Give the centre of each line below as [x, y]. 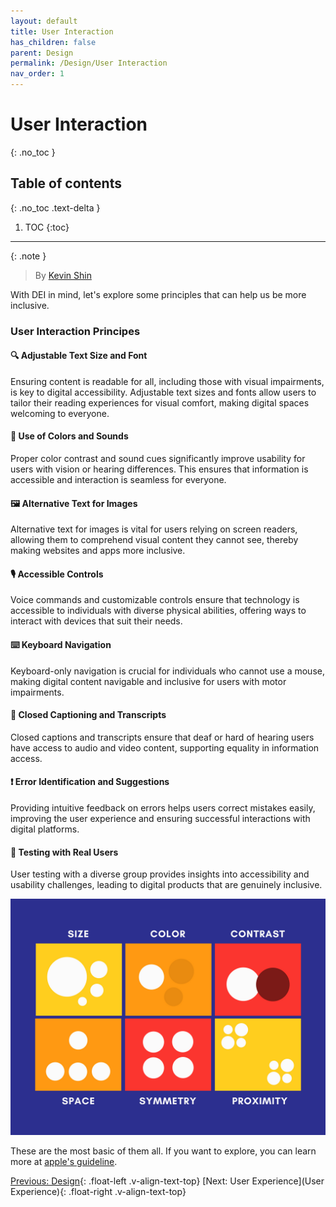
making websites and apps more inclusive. [98, 551]
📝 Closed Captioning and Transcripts [88, 715]
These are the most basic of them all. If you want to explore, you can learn [163, 1151]
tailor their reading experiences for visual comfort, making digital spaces [160, 402]
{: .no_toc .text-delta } [55, 207]
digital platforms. [45, 829]
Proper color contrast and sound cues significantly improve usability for [158, 459]
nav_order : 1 [37, 74]
